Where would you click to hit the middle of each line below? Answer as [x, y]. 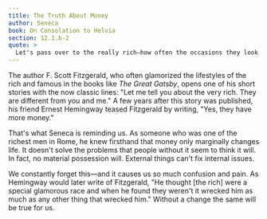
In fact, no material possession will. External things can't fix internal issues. [132, 158]
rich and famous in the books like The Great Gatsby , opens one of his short [132, 84]
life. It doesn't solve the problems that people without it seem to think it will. [132, 150]
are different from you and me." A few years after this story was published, [131, 101]
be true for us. [31, 207]
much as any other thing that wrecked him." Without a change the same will [132, 199]
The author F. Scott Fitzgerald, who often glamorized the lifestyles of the [128, 75]
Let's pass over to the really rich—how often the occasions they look [137, 53]
